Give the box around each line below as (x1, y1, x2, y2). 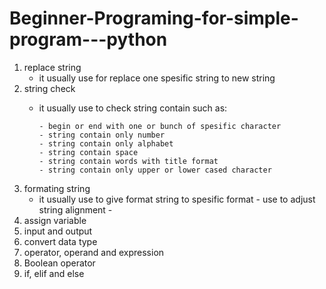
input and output (23, 225, 93, 237)
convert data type (23, 235, 98, 247)
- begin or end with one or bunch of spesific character (38, 121, 282, 131)
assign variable (23, 214, 87, 226)
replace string (23, 61, 82, 73)
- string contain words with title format (38, 156, 219, 166)
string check (23, 82, 76, 94)
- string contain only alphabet (38, 138, 174, 149)
